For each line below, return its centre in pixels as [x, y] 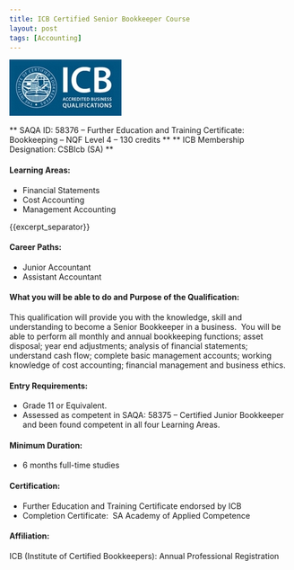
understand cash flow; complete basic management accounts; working [140, 355]
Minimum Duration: [46, 445]
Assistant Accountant [62, 276]
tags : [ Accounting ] [46, 38]
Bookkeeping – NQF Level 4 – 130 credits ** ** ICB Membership [127, 140]
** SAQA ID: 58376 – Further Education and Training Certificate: [127, 130]
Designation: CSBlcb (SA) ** [61, 149]
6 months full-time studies [71, 465]
